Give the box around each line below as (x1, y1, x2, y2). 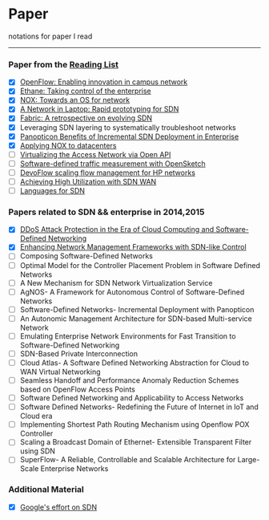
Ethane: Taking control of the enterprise (19, 86, 151, 96)
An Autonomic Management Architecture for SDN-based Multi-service (19, 314, 252, 323)
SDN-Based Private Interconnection (19, 348, 139, 358)
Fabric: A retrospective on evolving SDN (19, 113, 153, 123)
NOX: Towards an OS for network (19, 95, 130, 105)
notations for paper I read (8, 31, 93, 41)
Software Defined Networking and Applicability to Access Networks (19, 393, 244, 403)
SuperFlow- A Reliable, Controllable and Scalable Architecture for (19, 455, 236, 465)
